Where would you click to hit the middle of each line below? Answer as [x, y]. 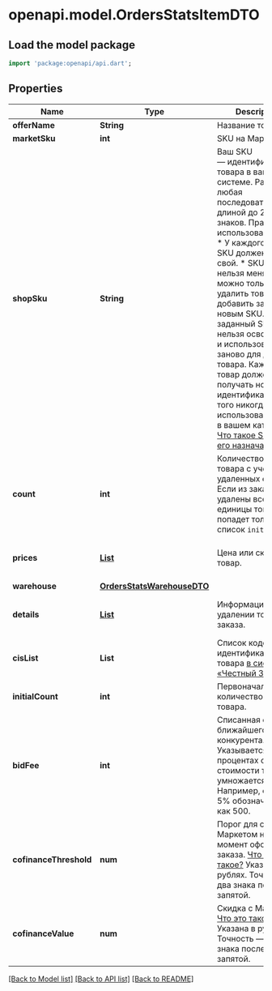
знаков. [232, 222]
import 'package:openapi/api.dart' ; [70, 63]
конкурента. [241, 740]
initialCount [35, 696]
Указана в [236, 928]
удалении [236, 614]
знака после [241, 948]
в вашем [234, 425]
